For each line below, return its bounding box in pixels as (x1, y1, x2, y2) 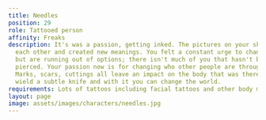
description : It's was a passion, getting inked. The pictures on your (8, 41, 249, 49)
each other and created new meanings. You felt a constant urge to (15, 48, 243, 56)
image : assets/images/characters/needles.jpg (8, 99, 161, 107)
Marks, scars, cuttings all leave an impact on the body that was (15, 70, 239, 78)
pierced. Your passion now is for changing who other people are (15, 63, 236, 71)
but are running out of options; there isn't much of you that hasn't (15, 56, 253, 64)
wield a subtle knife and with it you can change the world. (15, 77, 222, 85)
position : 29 (8, 19, 51, 27)
